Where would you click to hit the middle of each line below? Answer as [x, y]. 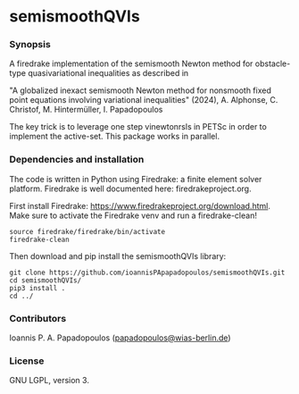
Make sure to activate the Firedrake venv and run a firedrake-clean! [133, 215]
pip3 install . [37, 288]
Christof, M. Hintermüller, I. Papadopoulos [86, 110]
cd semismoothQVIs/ [46, 280]
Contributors [38, 318]
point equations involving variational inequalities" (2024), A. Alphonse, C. [144, 100]
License [27, 361]
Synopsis [30, 45]
